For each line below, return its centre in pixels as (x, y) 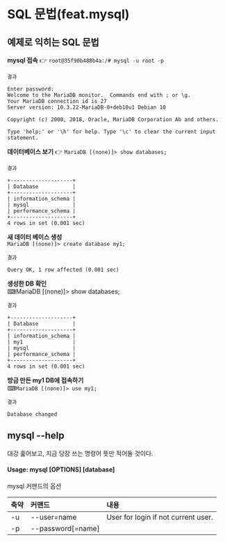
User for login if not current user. (160, 518)
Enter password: (31, 89)
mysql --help (36, 436)
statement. (23, 138)
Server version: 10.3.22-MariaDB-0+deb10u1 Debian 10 (87, 107)
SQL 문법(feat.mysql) (68, 14)
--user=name (53, 518)
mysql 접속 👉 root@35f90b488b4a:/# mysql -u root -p (86, 60)
